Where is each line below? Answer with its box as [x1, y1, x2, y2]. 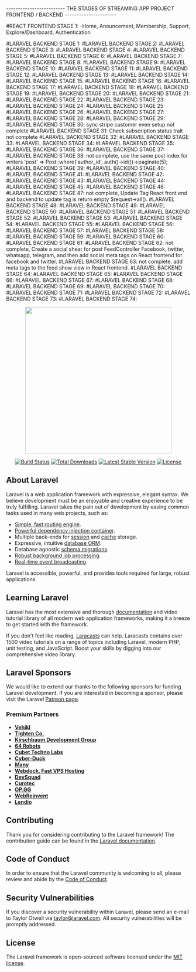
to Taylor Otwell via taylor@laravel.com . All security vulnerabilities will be [6, 915, 183, 922]
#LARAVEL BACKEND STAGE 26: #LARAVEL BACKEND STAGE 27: [6, 108, 165, 115]
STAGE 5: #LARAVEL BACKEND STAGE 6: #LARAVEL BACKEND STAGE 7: [6, 53, 183, 59]
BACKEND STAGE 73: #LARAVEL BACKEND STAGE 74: [6, 295, 137, 302]
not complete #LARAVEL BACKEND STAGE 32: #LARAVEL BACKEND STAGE [6, 134, 189, 140]
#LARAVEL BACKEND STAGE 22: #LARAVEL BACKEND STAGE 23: [6, 96, 165, 103]
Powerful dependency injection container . [14, 527, 115, 534]
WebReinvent [14, 792, 49, 799]
